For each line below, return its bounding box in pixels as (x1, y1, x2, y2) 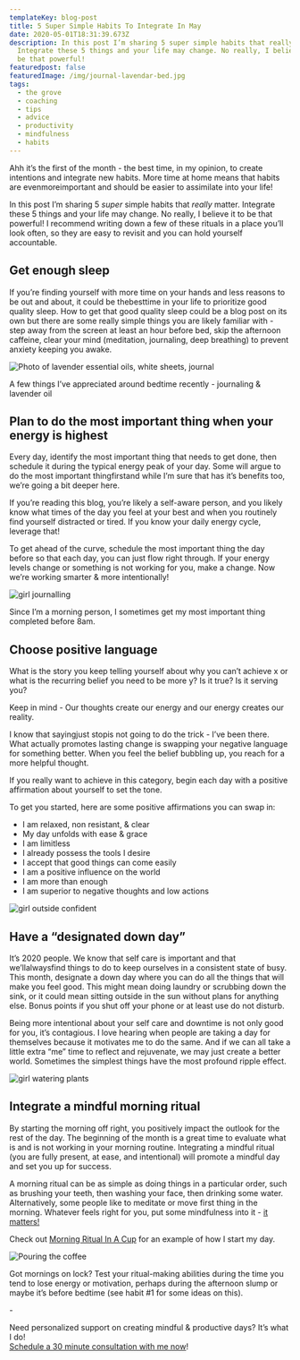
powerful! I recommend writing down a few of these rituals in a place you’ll (9, 218, 284, 228)
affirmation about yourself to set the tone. (9, 784, 162, 795)
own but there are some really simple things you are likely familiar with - (9, 315, 274, 326)
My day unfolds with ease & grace (21, 829, 148, 840)
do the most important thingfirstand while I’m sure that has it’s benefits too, (9, 471, 286, 482)
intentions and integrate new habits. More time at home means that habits (9, 172, 280, 183)
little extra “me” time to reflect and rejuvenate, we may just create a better (9, 1047, 281, 1056)
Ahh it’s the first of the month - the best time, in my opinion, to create (9, 162, 263, 173)
